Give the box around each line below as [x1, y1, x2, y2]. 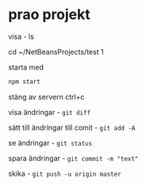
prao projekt [8, 6, 91, 24]
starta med [8, 62, 44, 72]
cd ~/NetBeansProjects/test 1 [8, 47, 105, 56]
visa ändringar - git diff [8, 107, 91, 116]
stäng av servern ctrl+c [8, 92, 85, 101]
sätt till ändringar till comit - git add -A [8, 123, 136, 132]
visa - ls [8, 32, 34, 41]
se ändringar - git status [8, 138, 93, 147]
